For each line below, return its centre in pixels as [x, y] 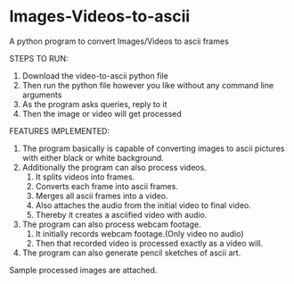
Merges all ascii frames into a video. [102, 196]
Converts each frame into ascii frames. [106, 186]
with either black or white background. [93, 157]
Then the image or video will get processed [102, 113]
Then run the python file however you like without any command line [148, 85]
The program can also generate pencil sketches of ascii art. [131, 253]
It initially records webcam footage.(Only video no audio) [139, 233]
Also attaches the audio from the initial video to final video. [143, 205]
